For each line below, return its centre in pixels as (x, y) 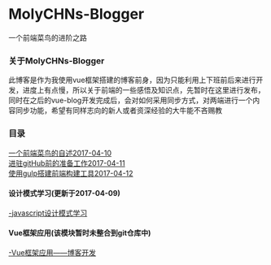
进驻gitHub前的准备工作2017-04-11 (67, 163)
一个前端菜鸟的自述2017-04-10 (60, 153)
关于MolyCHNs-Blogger (57, 60)
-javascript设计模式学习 (48, 213)
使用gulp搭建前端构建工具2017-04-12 (71, 173)
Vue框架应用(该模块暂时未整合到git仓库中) (80, 233)
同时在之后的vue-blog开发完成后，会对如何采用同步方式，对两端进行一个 (131, 100)
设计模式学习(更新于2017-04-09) (64, 193)
